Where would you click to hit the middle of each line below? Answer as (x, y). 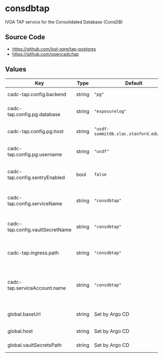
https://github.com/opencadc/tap (45, 54)
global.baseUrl (24, 314)
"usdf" (101, 151)
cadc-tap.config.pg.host (36, 131)
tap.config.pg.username (35, 154)
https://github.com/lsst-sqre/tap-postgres (54, 49)
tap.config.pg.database (34, 114)
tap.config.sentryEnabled (36, 177)
